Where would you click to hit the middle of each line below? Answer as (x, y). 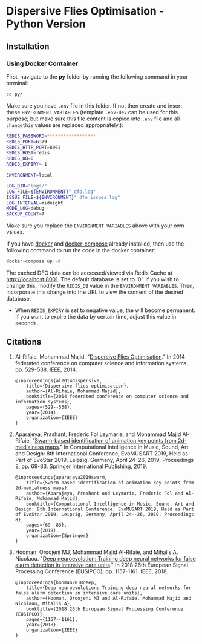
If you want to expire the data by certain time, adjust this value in (96, 317)
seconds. (27, 323)
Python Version (46, 24)
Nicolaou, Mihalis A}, (44, 603)
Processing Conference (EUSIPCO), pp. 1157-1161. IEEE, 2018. (91, 571)
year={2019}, (43, 530)
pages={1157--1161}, (52, 619)
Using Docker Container (42, 63)
